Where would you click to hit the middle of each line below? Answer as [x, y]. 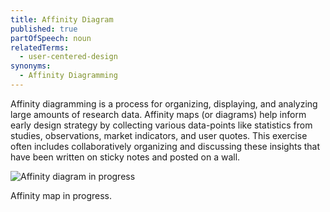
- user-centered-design [68, 57]
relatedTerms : [40, 47]
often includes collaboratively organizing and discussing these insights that [165, 146]
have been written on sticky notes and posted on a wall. [125, 157]
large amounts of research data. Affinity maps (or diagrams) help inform [158, 114]
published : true [44, 29]
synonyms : [31, 66]
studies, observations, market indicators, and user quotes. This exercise [159, 135]
